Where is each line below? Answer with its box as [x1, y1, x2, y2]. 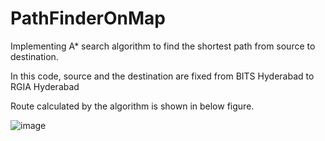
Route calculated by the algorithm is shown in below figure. [10, 100, 255, 112]
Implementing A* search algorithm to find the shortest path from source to [10, 40, 316, 52]
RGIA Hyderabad [10, 80, 80, 92]
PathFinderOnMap [10, 7, 166, 30]
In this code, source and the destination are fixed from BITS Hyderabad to [10, 70, 315, 82]
